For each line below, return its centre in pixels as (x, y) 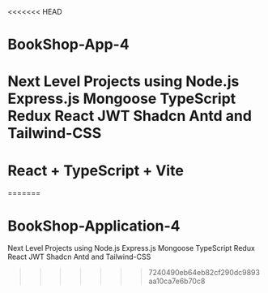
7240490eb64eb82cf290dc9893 (204, 273)
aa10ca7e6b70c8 (177, 281)
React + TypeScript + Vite (96, 170)
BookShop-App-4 (69, 45)
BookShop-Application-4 (94, 226)
